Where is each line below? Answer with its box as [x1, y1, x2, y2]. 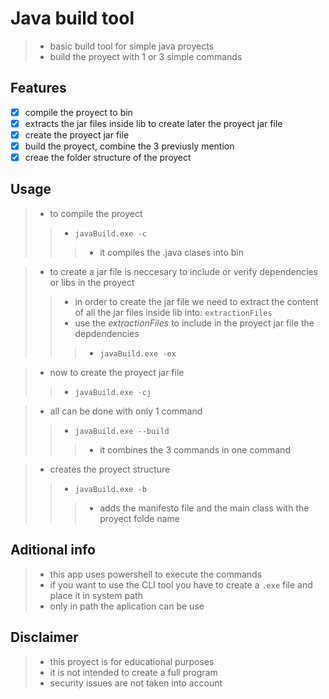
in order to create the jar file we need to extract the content [74, 295, 319, 307]
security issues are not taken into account [49, 677, 223, 689]
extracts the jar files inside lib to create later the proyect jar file [24, 117, 283, 129]
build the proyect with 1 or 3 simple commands [49, 50, 243, 62]
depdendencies [74, 327, 140, 339]
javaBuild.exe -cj [74, 387, 152, 397]
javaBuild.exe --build [74, 426, 170, 436]
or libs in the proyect [49, 276, 135, 288]
